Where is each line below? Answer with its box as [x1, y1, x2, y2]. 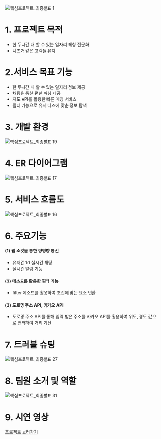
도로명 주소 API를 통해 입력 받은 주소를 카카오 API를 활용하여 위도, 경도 [12, 314, 147, 320]
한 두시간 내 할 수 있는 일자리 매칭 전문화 [12, 41, 90, 47]
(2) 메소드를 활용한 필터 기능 [5, 278, 59, 284]
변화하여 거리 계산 [17, 320, 52, 326]
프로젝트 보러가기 [5, 429, 38, 435]
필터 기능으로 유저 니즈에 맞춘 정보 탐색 [12, 102, 87, 108]
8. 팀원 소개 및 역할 [5, 376, 77, 386]
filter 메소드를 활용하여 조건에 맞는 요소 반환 [12, 290, 96, 296]
